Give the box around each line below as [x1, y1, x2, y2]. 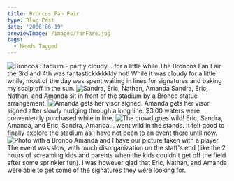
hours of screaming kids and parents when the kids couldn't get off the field [7, 151, 226, 159]
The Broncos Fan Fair [159, 62, 221, 70]
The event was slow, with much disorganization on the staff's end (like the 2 [7, 144, 226, 152]
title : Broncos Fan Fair [7, 10, 80, 17]
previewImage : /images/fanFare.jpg [7, 29, 111, 37]
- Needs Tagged [13, 43, 58, 50]
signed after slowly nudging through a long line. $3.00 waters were [7, 106, 200, 115]
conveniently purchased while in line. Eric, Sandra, [7, 114, 224, 122]
